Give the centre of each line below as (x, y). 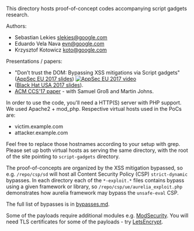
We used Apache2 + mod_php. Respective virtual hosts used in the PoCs (94, 109)
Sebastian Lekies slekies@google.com (61, 37)
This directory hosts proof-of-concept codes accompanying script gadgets (96, 9)
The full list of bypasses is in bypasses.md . (58, 204)
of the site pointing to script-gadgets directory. (63, 157)
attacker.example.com (41, 133)
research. (18, 15)
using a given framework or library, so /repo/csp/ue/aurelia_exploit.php (94, 186)
